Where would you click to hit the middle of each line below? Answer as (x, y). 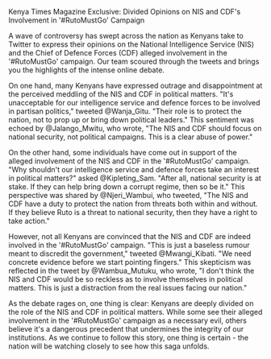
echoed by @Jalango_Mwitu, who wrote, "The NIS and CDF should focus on (135, 128)
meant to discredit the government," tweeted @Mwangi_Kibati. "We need (130, 254)
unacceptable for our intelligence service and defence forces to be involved (134, 103)
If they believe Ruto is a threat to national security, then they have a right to (133, 212)
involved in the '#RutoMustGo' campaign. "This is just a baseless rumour (129, 245)
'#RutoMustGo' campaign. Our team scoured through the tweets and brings (134, 61)
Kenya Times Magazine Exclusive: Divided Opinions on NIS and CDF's (125, 12)
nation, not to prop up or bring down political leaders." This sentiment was (131, 120)
